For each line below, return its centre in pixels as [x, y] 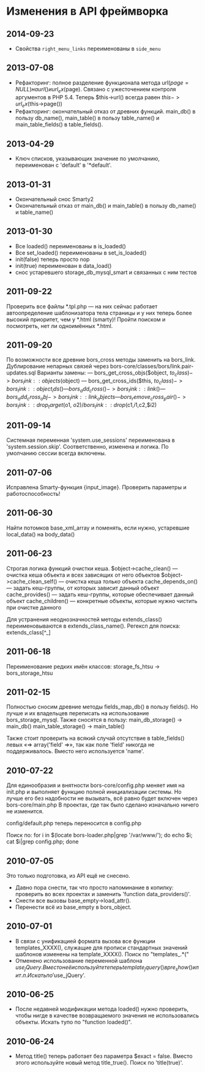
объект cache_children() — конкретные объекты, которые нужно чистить [102, 601]
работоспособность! [33, 494]
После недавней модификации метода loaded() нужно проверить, [102, 1009]
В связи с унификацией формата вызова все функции [85, 941]
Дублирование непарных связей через [58, 367]
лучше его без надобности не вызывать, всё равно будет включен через [102, 799]
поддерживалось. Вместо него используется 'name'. [75, 751]
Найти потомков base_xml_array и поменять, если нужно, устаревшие [98, 528]
